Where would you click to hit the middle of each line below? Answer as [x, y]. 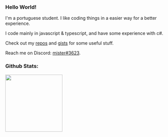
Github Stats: [22, 66]
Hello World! [21, 7]
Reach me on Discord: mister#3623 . [43, 53]
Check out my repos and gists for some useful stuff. [60, 43]
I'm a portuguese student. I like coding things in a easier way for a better [81, 18]
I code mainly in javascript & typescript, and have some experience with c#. [84, 33]
